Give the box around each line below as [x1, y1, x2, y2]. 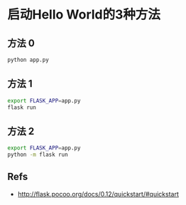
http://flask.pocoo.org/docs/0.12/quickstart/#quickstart [17, 189, 179, 198]
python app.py [7, 56, 50, 63]
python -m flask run [7, 151, 69, 159]
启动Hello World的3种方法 [7, 6, 161, 23]
